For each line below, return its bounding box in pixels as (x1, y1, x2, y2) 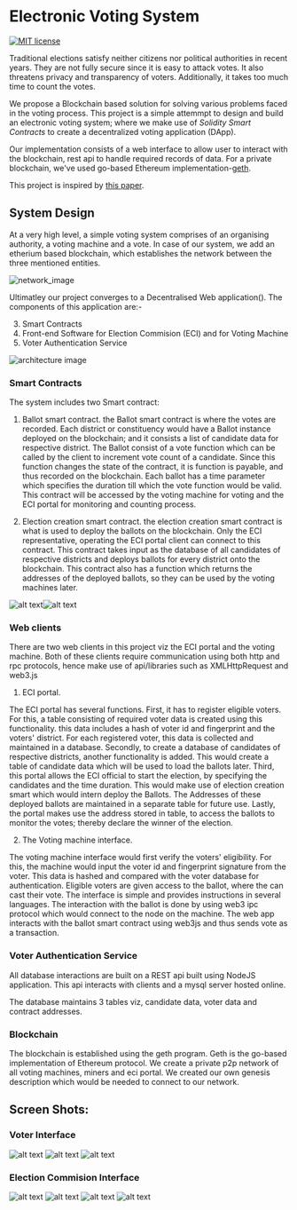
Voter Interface (9, 1129, 76, 1142)
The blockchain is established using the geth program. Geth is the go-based (9, 1048, 287, 1058)
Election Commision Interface (9, 1171, 140, 1183)
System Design (9, 206, 95, 221)
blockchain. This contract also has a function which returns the (21, 564, 253, 574)
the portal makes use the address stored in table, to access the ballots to (9, 808, 275, 819)
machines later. (21, 582, 78, 593)
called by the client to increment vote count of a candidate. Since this (21, 452, 276, 463)
